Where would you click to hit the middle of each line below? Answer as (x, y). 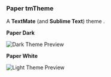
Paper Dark (20, 33)
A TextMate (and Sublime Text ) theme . (55, 21)
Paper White (22, 56)
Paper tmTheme (30, 8)
